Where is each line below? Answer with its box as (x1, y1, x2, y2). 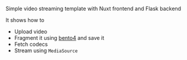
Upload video (14, 28, 48, 35)
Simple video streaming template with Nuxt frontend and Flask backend (5, 5, 182, 12)
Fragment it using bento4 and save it (14, 34, 105, 41)
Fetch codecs (14, 41, 48, 48)
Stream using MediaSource (14, 47, 78, 54)
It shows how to (5, 17, 45, 23)
